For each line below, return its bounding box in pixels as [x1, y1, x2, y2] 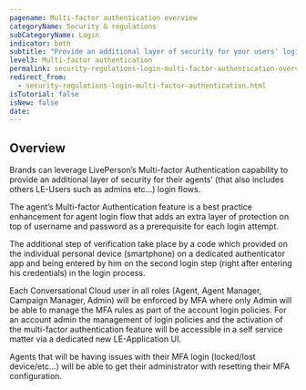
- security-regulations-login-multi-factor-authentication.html [17, 81, 267, 90]
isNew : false [9, 97, 59, 108]
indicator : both [9, 38, 71, 48]
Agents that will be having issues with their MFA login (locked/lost [9, 352, 257, 363]
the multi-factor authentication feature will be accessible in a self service [9, 324, 283, 335]
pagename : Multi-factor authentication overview [9, 13, 198, 23]
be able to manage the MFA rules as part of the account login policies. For [9, 304, 287, 315]
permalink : [9, 65, 51, 74]
